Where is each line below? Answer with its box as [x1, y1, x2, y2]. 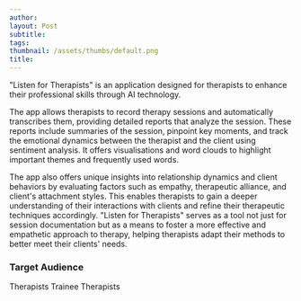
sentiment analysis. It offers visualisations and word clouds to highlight [9, 145, 271, 155]
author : [9, 13, 39, 22]
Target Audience [9, 261, 84, 273]
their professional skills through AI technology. [9, 89, 181, 100]
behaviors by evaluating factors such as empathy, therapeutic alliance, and [9, 181, 288, 191]
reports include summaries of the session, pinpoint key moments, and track [9, 126, 289, 136]
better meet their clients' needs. [9, 239, 128, 249]
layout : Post [9, 22, 58, 31]
